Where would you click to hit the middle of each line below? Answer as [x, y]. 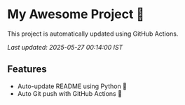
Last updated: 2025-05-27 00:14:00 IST [65, 47]
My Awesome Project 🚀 [76, 14]
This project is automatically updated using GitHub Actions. [93, 34]
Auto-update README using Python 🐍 [72, 86]
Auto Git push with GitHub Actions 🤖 [70, 93]
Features [27, 69]
